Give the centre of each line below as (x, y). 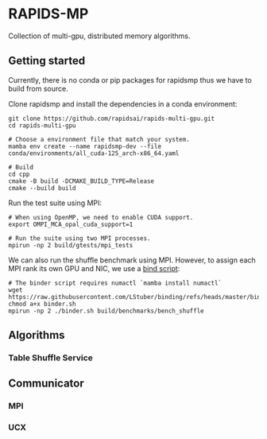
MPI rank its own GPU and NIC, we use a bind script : (94, 268)
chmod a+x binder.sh (43, 304)
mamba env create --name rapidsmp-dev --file (85, 146)
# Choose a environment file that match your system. (99, 139)
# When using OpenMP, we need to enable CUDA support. (101, 217)
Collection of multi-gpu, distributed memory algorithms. (99, 36)
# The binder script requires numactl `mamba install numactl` (115, 283)
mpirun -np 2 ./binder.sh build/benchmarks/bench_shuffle (106, 311)
